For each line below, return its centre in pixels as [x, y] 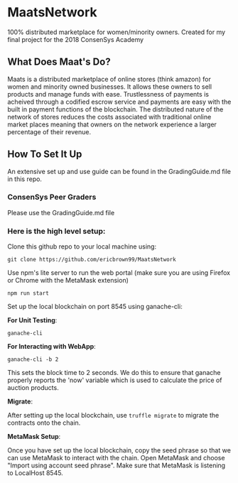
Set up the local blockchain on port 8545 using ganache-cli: [95, 307]
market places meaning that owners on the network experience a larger [112, 124]
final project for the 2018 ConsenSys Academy [76, 39]
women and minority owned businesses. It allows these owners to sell [109, 87]
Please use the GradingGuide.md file [61, 212]
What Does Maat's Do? [59, 62]
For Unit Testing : [32, 320]
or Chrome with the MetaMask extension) [68, 281]
